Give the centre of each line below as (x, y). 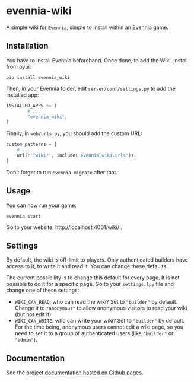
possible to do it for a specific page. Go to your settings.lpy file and (90, 284)
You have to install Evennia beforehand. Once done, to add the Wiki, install (97, 60)
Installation (27, 46)
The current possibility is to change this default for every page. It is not (93, 278)
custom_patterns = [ (32, 144)
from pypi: (19, 66)
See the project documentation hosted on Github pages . (75, 373)
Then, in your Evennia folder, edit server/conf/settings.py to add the (91, 88)
